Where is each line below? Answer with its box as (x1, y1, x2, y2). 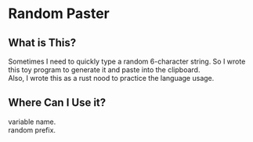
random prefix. (8, 125, 56, 134)
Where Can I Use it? (8, 96, 107, 110)
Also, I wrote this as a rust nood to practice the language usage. (8, 74, 215, 82)
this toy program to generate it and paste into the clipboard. (8, 65, 201, 75)
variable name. (8, 117, 56, 126)
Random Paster (8, 5, 110, 23)
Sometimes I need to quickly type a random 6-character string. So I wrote (8, 56, 246, 66)
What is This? (8, 36, 77, 49)
